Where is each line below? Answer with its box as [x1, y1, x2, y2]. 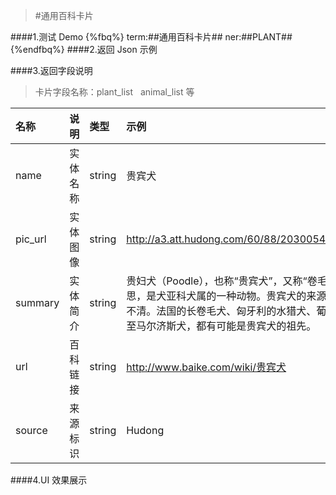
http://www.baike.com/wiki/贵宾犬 [126, 360, 287, 374]
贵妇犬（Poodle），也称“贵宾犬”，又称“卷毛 [126, 274, 328, 288]
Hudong [126, 424, 165, 437]
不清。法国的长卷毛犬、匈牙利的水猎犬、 [126, 304, 317, 318]
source [15, 424, 48, 437]
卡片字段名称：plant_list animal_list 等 [34, 86, 195, 98]
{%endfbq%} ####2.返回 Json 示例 [10, 44, 158, 55]
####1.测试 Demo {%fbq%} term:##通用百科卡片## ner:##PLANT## [10, 31, 293, 43]
